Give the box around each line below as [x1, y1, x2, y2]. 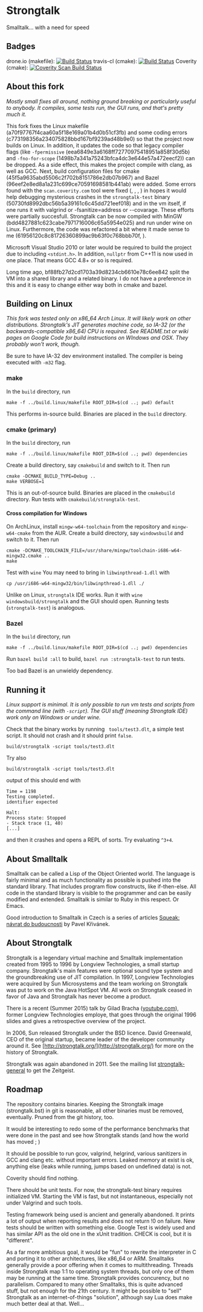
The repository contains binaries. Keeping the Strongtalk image [6, 1100, 164, 1107]
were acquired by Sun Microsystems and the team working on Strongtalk [6, 979, 188, 987]
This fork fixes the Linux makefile [6, 122, 89, 129]
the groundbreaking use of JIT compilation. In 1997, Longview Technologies [6, 973, 195, 981]
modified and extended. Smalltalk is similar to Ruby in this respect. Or [6, 896, 179, 903]
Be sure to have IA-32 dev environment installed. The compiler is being [6, 353, 183, 360]
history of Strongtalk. [6, 1048, 59, 1056]
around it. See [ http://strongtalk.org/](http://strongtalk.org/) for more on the [6, 1042, 194, 1049]
